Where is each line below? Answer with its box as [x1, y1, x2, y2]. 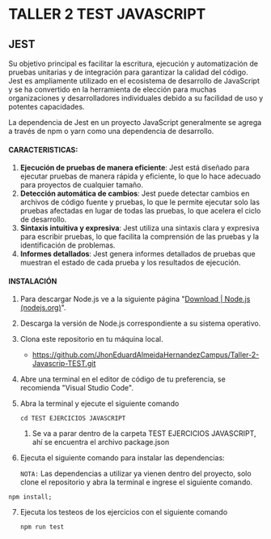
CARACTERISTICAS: [8, 144, 78, 154]
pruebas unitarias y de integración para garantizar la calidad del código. [8, 67, 248, 77]
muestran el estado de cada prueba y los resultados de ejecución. [19, 257, 241, 268]
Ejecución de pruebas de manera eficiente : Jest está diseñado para [19, 163, 250, 173]
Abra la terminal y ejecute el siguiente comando [19, 399, 180, 408]
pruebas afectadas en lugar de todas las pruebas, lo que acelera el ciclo [19, 206, 261, 216]
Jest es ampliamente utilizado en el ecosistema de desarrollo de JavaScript [8, 76, 260, 85]
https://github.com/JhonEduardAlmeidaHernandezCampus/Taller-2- [32, 350, 260, 360]
